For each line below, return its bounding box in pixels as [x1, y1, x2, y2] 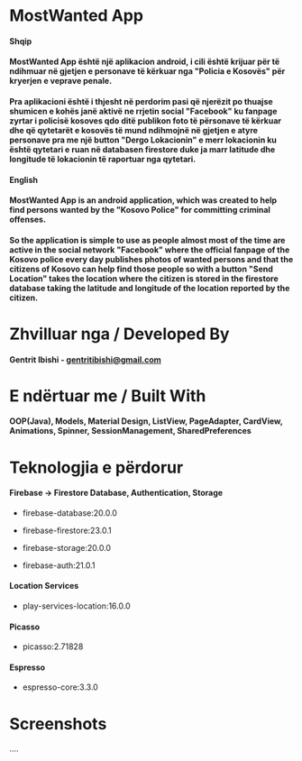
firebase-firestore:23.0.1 [22, 525, 112, 536]
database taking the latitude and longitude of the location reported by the [9, 282, 290, 293]
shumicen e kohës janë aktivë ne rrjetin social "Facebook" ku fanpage [9, 105, 278, 116]
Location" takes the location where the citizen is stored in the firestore [9, 272, 279, 284]
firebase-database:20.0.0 [22, 507, 117, 518]
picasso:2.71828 [22, 641, 84, 652]
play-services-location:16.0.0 [22, 601, 131, 611]
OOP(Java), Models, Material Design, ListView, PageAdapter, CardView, [9, 416, 283, 426]
